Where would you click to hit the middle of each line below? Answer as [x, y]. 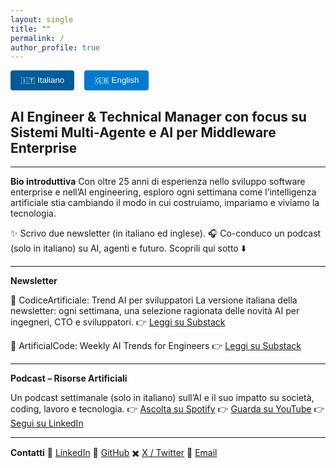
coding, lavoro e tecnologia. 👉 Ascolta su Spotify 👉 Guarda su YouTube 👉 [167, 409]
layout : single [42, 19]
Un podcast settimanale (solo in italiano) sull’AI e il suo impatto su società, [162, 398]
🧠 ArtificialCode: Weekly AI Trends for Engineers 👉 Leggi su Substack [156, 346]
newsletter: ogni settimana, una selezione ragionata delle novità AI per [155, 311]
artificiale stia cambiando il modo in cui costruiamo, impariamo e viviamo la [165, 203]
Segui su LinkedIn [47, 423]
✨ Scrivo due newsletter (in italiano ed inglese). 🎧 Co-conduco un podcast [166, 233]
